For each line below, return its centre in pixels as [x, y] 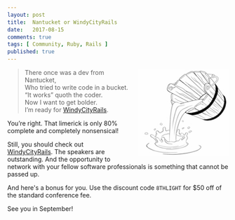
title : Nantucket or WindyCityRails [62, 22]
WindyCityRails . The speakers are [56, 152]
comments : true [29, 37]
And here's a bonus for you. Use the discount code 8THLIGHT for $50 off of [115, 188]
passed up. [23, 174]
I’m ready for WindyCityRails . [66, 110]
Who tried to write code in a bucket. [76, 87]
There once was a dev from [64, 73]
